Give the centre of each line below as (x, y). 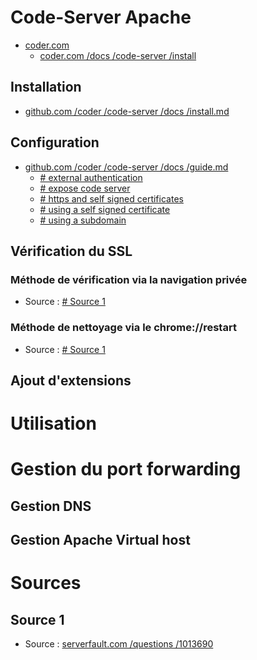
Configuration (55, 142)
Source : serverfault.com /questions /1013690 (119, 644)
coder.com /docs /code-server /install (118, 55)
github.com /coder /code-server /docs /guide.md (126, 167)
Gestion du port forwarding (126, 469)
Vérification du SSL (71, 251)
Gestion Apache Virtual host (100, 540)
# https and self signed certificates (111, 198)
